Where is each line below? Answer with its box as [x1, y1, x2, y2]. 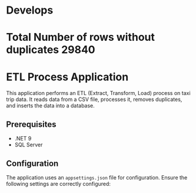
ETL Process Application [6, 70, 129, 83]
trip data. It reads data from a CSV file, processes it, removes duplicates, [6, 96, 182, 103]
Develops [6, 4, 54, 17]
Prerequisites [6, 119, 57, 129]
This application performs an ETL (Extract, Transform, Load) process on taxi [6, 90, 191, 97]
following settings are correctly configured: [6, 180, 111, 187]
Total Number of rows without [6, 31, 155, 44]
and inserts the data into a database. [6, 102, 95, 109]
